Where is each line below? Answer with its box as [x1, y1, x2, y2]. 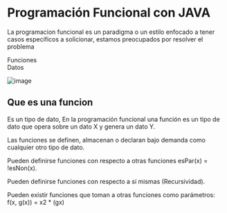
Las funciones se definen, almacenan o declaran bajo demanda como [7, 136, 206, 144]
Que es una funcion [7, 97, 93, 109]
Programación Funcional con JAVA [7, 5, 211, 21]
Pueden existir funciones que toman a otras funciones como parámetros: [7, 190, 216, 198]
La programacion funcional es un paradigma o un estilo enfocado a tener [7, 28, 215, 36]
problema [7, 42, 35, 50]
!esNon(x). [7, 164, 37, 172]
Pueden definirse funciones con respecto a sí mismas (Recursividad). [7, 177, 206, 185]
